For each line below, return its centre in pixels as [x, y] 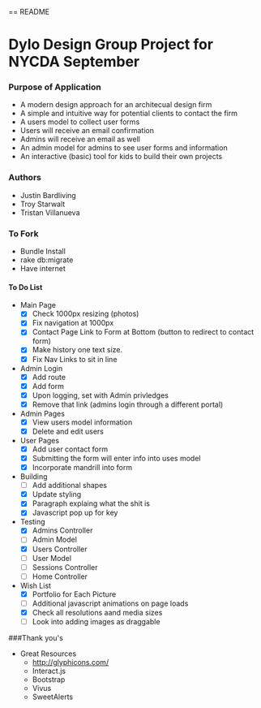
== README [29, 12]
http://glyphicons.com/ [71, 663]
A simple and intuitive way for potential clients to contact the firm [128, 114]
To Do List [26, 287]
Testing [33, 522]
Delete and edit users [68, 431]
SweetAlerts [53, 697]
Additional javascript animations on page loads [110, 603]
